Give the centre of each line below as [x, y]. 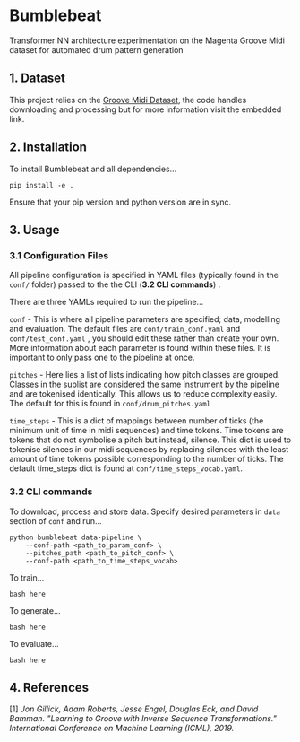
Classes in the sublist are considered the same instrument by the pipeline [145, 384]
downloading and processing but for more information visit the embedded [146, 109]
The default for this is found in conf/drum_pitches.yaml [110, 404]
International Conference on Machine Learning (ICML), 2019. [122, 729]
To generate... [35, 610]
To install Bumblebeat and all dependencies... [93, 169]
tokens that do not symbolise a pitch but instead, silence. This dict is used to [150, 440]
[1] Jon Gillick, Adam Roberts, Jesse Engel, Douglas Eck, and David [134, 709]
